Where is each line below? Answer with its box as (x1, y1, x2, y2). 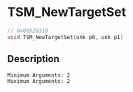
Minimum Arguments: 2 (7, 71, 71, 79)
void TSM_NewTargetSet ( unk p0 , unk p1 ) (7, 33, 124, 40)
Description (7, 53, 59, 65)
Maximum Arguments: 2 (7, 77, 71, 84)
